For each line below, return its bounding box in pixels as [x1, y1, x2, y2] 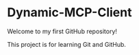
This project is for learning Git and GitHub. [7, 40, 127, 48]
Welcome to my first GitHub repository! [7, 27, 118, 35]
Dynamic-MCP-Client [7, 5, 132, 20]
